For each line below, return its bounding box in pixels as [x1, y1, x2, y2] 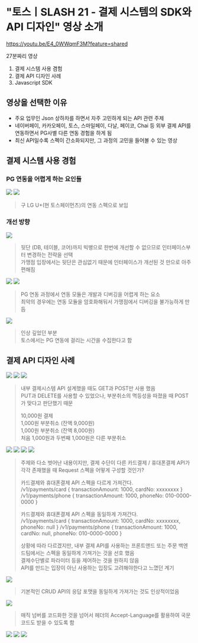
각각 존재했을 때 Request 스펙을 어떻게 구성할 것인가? [20, 466, 145, 474]
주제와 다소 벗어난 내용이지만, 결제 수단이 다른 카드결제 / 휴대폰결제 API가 [20, 459, 190, 466]
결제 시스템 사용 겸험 [14, 65, 63, 72]
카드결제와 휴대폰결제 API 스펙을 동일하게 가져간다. [20, 510, 138, 517]
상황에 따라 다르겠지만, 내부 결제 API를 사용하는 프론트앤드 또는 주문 [20, 542, 177, 549]
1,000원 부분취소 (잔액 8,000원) [20, 427, 95, 434]
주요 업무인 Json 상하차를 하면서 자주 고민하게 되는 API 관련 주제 [14, 114, 164, 121]
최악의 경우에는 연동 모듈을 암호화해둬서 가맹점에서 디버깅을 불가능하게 [20, 298, 184, 305]
